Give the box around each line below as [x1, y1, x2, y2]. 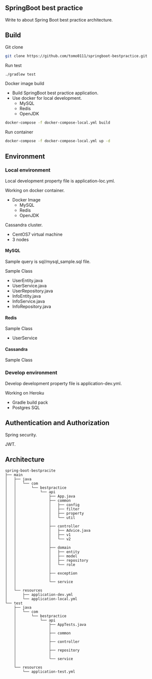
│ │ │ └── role [5, 562, 76, 568]
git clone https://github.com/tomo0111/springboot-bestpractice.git [5, 53, 148, 58]
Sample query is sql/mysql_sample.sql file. [5, 259, 91, 264]
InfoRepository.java [12, 304, 51, 309]
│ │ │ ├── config [5, 503, 80, 507]
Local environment [5, 167, 51, 174]
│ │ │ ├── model [5, 554, 78, 559]
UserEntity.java [12, 278, 43, 284]
